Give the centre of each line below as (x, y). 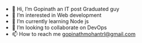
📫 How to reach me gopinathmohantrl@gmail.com (74, 34)
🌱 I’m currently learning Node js (50, 21)
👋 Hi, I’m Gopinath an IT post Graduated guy (65, 9)
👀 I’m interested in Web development (57, 15)
